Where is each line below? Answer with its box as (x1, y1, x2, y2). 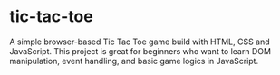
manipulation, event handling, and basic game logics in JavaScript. (9, 55, 259, 66)
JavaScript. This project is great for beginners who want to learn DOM (9, 45, 272, 56)
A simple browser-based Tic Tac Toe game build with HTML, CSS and (9, 36, 270, 47)
